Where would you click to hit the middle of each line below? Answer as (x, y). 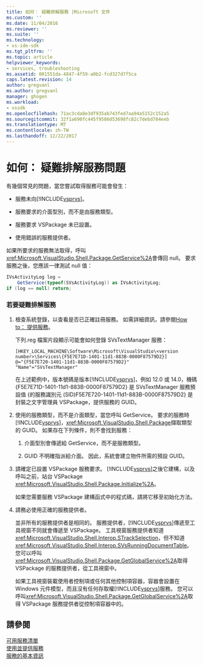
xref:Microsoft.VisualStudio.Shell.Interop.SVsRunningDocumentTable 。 (104, 545)
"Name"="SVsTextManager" (46, 367)
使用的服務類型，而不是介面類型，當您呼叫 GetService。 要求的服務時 (102, 415)
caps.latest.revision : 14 (39, 79)
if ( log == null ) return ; (39, 288)
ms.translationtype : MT (36, 125)
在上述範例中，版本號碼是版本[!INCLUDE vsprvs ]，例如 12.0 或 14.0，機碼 (106, 379)
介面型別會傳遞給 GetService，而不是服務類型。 (84, 443)
